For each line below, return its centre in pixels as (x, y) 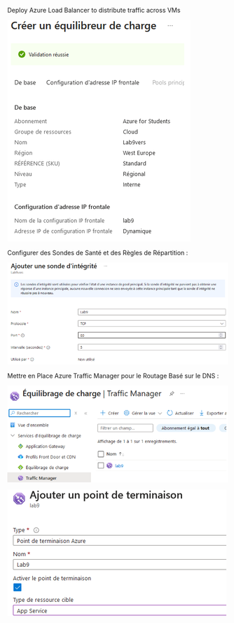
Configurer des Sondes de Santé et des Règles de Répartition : (98, 253)
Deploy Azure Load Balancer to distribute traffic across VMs (94, 10)
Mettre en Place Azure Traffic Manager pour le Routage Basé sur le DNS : (113, 375)
